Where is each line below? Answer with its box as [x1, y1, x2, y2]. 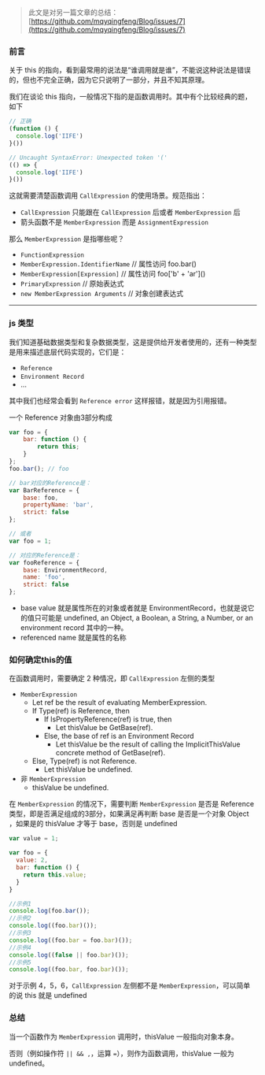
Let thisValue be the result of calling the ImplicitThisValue [55, 740, 241, 749]
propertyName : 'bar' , [23, 501, 94, 509]
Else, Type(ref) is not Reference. [31, 756, 137, 766]
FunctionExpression [20, 251, 85, 259]
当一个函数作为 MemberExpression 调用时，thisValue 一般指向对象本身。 [9, 1032, 239, 1041]
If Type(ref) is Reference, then [31, 706, 131, 716]
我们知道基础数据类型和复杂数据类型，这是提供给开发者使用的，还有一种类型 [9, 337, 257, 347]
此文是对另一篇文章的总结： [28, 8, 119, 17]
